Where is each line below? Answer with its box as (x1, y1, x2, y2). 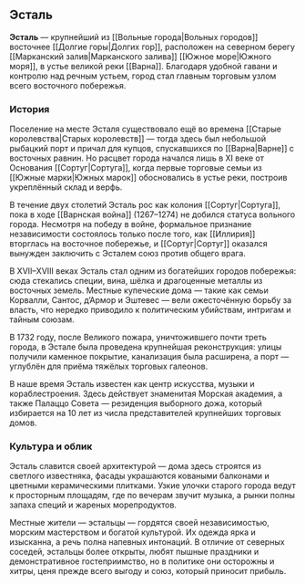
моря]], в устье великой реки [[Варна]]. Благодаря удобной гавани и (9, 60, 278, 71)
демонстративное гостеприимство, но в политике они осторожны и (9, 556, 275, 567)
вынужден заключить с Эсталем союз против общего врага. (9, 248, 246, 259)
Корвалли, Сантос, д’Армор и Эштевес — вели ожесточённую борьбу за (9, 295, 292, 306)
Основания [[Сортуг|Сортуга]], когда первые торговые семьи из (9, 162, 262, 173)
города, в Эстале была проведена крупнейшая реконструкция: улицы (9, 341, 282, 352)
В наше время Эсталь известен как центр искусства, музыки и (9, 379, 255, 390)
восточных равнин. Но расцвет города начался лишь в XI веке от (9, 152, 264, 163)
